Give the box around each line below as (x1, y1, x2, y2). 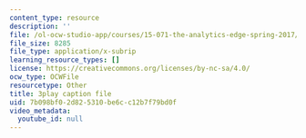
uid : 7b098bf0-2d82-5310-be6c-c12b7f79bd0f (9, 97, 178, 107)
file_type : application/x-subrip (9, 47, 137, 56)
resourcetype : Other (9, 81, 88, 90)
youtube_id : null (17, 114, 84, 123)
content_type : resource (9, 13, 100, 23)
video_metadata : (9, 106, 71, 115)
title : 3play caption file (9, 89, 112, 98)
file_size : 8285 (9, 38, 71, 48)
